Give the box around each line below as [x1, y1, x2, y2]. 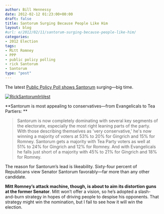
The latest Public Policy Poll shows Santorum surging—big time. [5, 84, 134, 90]
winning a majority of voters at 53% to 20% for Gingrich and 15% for [17, 133, 155, 139]
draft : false [5, 16, 32, 21]
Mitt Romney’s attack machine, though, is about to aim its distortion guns [5, 183, 157, 189]
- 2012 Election [5, 39, 38, 44]
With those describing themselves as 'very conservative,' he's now [17, 128, 152, 134]
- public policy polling [5, 57, 56, 62]
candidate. [5, 174, 27, 180]
